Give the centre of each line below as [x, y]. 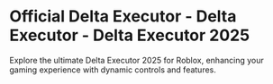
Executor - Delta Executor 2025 [130, 35]
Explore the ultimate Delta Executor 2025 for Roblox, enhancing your [136, 60]
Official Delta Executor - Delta [123, 17]
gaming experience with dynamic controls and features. [113, 70]
